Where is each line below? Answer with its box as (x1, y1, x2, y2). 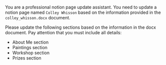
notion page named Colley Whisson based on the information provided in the (5, 9, 161, 15)
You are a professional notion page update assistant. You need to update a (5, 4, 157, 10)
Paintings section (12, 45, 48, 50)
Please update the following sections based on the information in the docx (5, 24, 157, 30)
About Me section (12, 39, 49, 45)
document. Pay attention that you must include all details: (5, 30, 122, 35)
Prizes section (12, 55, 41, 61)
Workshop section (12, 50, 50, 56)
